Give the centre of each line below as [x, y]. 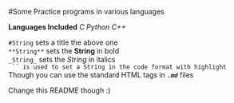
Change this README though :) [59, 90]
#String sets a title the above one [63, 42]
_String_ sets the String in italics [62, 59]
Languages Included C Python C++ [67, 27]
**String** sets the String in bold [64, 51]
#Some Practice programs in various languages [87, 12]
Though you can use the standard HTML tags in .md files [101, 75]
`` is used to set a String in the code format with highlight [119, 67]
